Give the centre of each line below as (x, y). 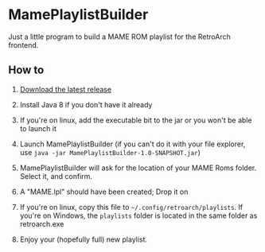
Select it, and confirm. (56, 176)
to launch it (38, 128)
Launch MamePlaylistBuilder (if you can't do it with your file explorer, (132, 144)
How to (26, 70)
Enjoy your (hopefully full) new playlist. (84, 239)
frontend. (23, 45)
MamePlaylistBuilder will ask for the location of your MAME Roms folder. (138, 168)
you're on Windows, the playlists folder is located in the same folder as (138, 215)
